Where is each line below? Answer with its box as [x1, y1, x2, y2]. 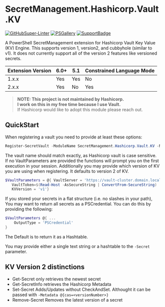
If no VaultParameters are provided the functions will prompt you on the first [5, 158, 159, 164]
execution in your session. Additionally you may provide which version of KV [5, 163, 160, 169]
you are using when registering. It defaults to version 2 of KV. [5, 168, 129, 174]
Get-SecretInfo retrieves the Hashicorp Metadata [12, 281, 111, 287]
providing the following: [5, 206, 53, 212]
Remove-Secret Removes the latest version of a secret [12, 297, 123, 303]
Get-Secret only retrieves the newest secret [12, 276, 101, 282]
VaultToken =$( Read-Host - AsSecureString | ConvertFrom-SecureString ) [11, 182, 157, 187]
